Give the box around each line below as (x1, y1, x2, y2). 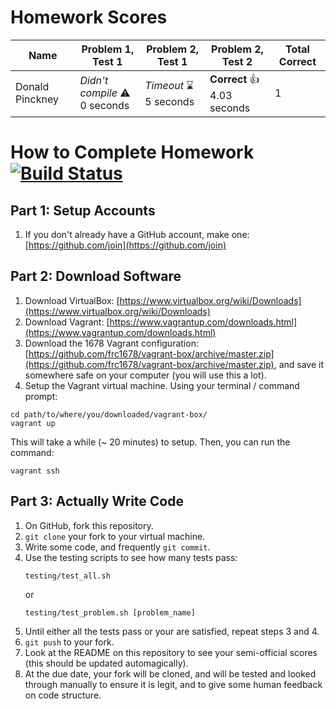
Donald (15, 80, 50, 94)
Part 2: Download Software (10, 268, 182, 285)
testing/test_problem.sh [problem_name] (24, 607, 196, 618)
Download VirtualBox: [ (24, 294, 120, 306)
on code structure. (24, 689, 102, 701)
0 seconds (79, 99, 130, 113)
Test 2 (221, 54, 253, 68)
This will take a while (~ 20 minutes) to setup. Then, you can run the (10, 436, 291, 448)
